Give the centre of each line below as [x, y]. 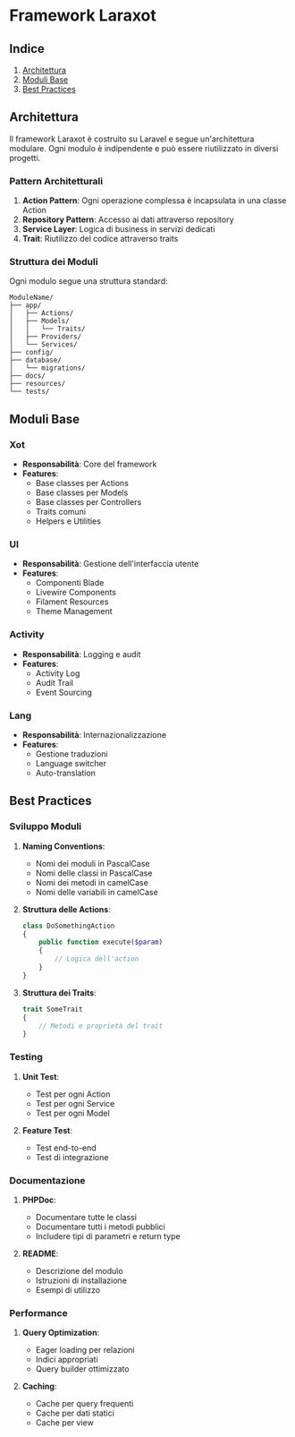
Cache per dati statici [75, 1413]
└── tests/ [29, 392]
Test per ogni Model [72, 1113]
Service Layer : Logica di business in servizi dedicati [118, 229]
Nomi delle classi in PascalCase [94, 873]
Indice [27, 49]
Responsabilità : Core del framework [89, 464]
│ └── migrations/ [48, 368]
